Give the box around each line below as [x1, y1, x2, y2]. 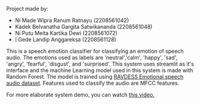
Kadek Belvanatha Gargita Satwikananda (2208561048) [14, 23, 153, 30]
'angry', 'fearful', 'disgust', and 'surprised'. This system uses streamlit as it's [6, 60, 194, 67]
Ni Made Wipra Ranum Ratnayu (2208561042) [14, 17, 129, 23]
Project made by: [6, 5, 49, 12]
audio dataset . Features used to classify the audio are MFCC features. [6, 79, 180, 87]
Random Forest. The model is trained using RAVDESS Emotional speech [6, 73, 184, 80]
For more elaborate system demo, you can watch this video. [6, 91, 155, 98]
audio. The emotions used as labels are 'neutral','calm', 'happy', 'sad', [6, 54, 178, 61]
